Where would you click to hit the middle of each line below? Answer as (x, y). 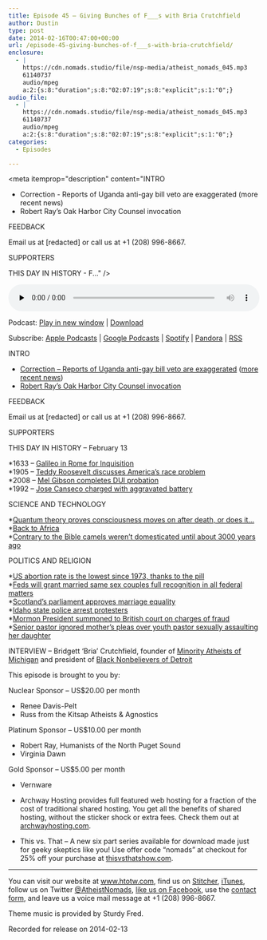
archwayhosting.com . (55, 826)
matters (21, 593)
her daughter (30, 636)
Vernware (36, 785)
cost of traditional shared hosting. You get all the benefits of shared (130, 809)
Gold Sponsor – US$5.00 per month (67, 769)
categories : (28, 142)
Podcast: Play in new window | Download (76, 323)
